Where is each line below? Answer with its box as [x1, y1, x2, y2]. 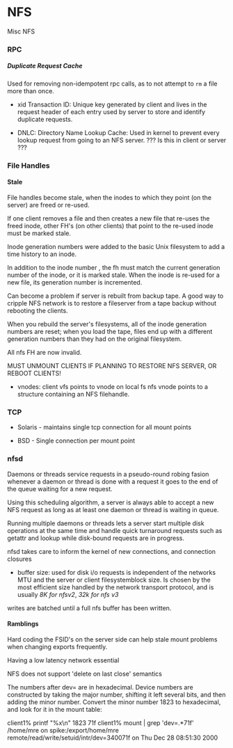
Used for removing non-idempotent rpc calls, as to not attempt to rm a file [7, 79, 218, 88]
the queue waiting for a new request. [7, 484, 113, 493]
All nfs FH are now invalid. [7, 348, 82, 356]
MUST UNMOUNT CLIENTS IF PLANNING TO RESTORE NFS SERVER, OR [7, 361, 217, 369]
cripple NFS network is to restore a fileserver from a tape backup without [7, 299, 217, 307]
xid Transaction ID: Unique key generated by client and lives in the [17, 100, 207, 109]
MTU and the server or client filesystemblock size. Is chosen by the [17, 575, 211, 584]
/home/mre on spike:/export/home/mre [7, 726, 120, 734]
